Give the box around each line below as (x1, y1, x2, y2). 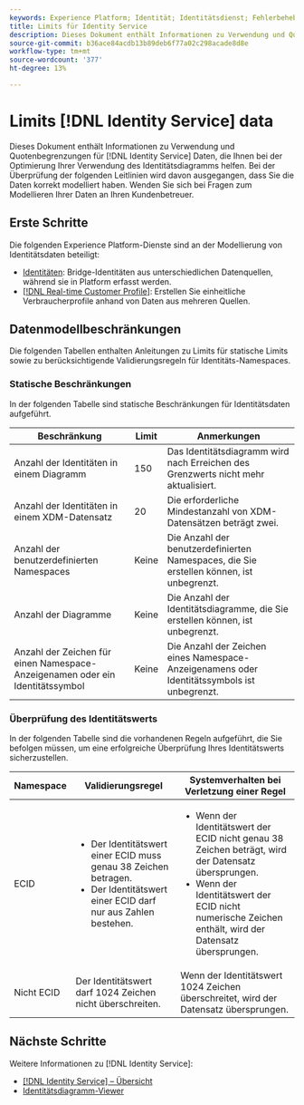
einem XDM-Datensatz (14, 510, 113, 523)
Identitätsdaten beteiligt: (9, 248, 100, 259)
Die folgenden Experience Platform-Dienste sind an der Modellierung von (9, 239, 283, 250)
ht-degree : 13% (9, 64, 67, 73)
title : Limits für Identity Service (9, 22, 147, 31)
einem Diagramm (14, 468, 87, 480)
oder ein (80, 668, 116, 681)
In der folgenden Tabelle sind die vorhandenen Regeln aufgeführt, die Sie (9, 733, 283, 744)
